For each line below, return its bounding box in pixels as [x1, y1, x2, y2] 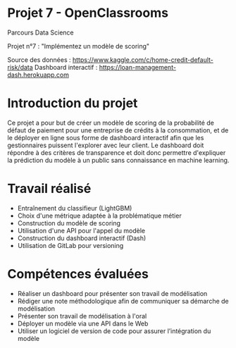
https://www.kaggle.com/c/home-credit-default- [72, 55, 213, 64]
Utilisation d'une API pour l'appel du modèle [17, 226, 146, 235]
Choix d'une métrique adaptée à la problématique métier [17, 211, 182, 220]
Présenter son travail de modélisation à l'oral [17, 311, 147, 320]
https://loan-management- [99, 63, 176, 71]
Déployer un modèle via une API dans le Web [17, 319, 149, 328]
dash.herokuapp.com [7, 70, 69, 79]
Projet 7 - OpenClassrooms [7, 5, 169, 21]
